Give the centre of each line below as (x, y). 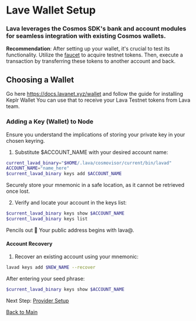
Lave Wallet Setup (51, 10)
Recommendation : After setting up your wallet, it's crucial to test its (88, 49)
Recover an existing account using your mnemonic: (77, 257)
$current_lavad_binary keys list (47, 219)
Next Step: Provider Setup (38, 300)
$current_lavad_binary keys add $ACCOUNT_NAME (64, 174)
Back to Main (22, 312)
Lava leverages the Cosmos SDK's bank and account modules (96, 29)
